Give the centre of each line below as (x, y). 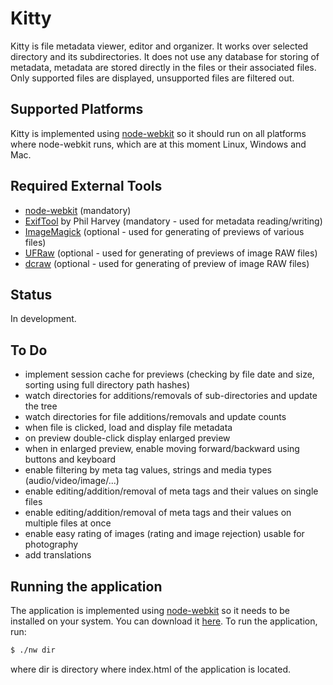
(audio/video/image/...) (72, 481)
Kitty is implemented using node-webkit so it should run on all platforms (158, 133)
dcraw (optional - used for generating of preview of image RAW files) (167, 263)
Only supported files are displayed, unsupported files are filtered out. (152, 78)
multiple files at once (68, 523)
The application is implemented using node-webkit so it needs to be (150, 610)
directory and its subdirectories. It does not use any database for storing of (165, 56)
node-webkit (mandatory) (78, 210)
